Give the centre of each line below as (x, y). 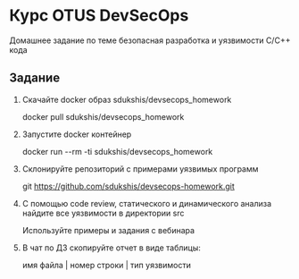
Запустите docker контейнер (77, 134)
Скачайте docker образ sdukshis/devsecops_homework (127, 99)
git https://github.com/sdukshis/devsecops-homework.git (128, 186)
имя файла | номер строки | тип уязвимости (107, 265)
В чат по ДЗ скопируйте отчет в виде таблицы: (111, 248)
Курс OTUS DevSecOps (99, 16)
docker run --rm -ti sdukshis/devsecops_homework (117, 151)
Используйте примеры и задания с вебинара (108, 230)
